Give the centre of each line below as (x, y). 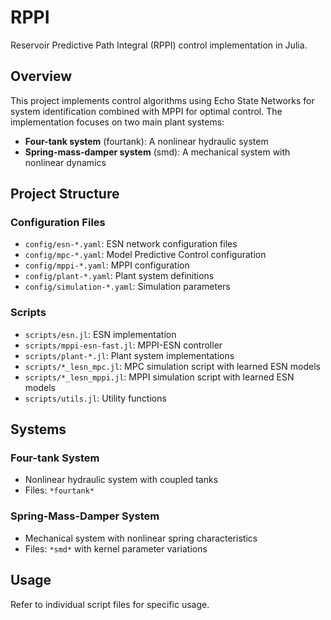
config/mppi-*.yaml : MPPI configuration (107, 265)
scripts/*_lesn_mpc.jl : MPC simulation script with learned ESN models (172, 366)
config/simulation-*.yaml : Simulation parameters (127, 287)
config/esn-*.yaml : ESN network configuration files (131, 244)
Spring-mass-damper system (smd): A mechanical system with (157, 152)
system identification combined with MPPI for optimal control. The (146, 111)
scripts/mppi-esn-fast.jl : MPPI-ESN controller (123, 345)
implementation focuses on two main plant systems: (117, 122)
